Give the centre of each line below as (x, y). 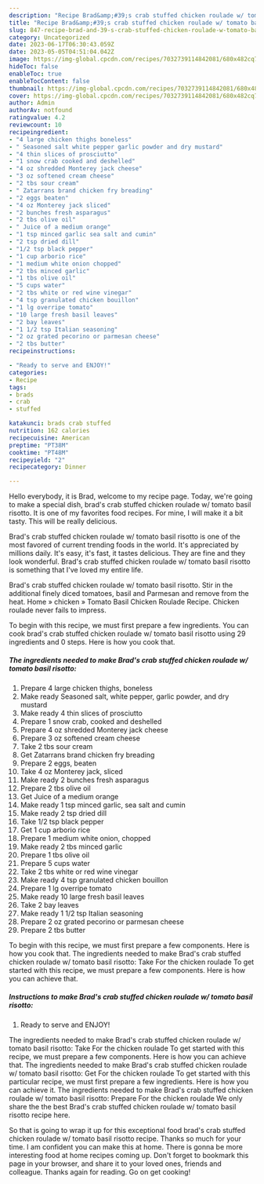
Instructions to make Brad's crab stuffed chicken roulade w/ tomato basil (131, 996)
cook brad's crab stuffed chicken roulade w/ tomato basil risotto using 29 (127, 634)
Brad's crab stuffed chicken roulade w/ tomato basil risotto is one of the (125, 537)
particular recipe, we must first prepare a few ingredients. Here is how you (129, 1082)
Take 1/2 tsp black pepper (62, 822)
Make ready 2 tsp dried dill (63, 813)
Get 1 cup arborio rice (55, 830)
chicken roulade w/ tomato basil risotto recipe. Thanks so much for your (125, 1138)
